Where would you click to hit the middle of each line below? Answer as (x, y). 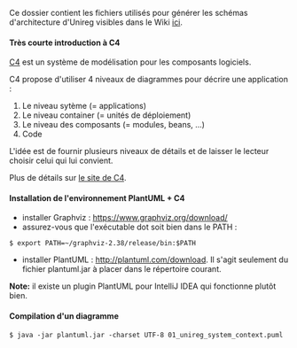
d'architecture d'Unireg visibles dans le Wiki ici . (96, 22)
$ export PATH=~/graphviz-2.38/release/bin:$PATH (103, 244)
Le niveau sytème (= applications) (84, 106)
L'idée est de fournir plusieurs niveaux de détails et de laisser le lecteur (139, 151)
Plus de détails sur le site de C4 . (68, 178)
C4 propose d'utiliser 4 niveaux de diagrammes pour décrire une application (148, 80)
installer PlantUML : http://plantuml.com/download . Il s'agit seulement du (155, 259)
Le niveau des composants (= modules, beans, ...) (113, 125)
